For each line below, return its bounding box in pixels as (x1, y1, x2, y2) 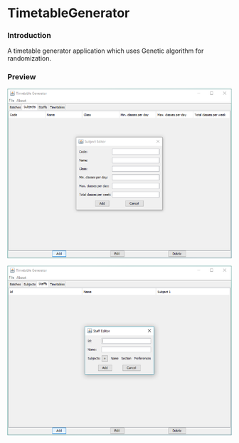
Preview (7, 72, 36, 82)
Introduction (7, 31, 51, 41)
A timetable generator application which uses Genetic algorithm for (7, 46, 204, 55)
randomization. (7, 54, 52, 63)
